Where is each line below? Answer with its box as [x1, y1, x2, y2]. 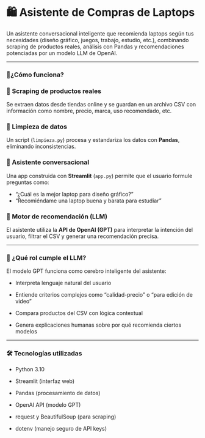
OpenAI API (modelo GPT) [15, 401, 81, 408]
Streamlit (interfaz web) [15, 377, 75, 385]
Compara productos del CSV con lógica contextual [15, 310, 143, 317]
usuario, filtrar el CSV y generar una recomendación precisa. [6, 232, 159, 240]
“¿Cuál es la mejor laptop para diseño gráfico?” [15, 190, 134, 198]
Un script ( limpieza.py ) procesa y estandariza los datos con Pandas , [6, 136, 180, 144]
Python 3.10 [15, 365, 45, 373]
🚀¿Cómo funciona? [6, 70, 64, 79]
